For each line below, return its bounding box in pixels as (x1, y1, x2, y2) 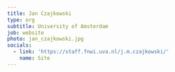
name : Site (19, 55, 51, 62)
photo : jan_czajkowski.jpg (7, 36, 84, 43)
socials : (7, 42, 32, 49)
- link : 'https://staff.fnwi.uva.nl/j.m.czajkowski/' (13, 49, 170, 56)
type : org (7, 16, 36, 23)
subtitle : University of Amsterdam (7, 23, 109, 29)
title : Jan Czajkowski (7, 10, 72, 17)
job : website (7, 29, 44, 36)
